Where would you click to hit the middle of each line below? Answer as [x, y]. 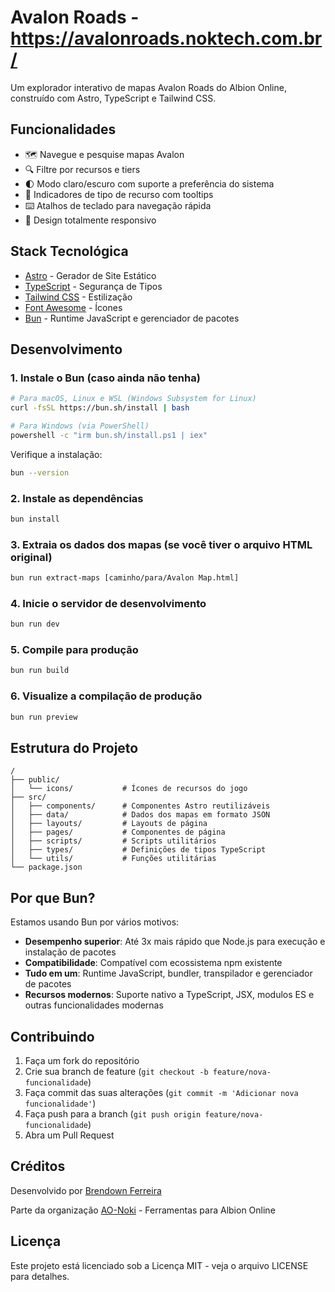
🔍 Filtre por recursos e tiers [82, 169]
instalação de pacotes [70, 952]
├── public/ [35, 780]
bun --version [40, 472]
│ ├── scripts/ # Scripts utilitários [113, 841]
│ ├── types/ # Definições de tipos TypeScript [138, 850]
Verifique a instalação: [56, 454]
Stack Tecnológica [69, 251]
